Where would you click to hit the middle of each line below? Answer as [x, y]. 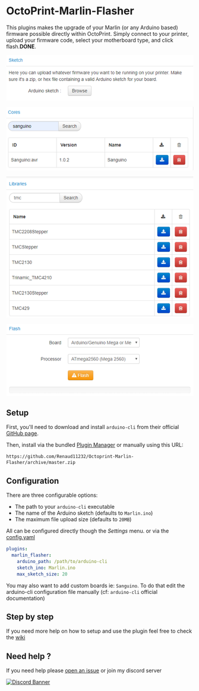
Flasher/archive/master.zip [41, 463]
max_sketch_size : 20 [42, 574]
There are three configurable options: [52, 495]
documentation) [26, 598]
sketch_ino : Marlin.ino [46, 568]
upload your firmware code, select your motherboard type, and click [90, 40]
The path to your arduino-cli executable [64, 507]
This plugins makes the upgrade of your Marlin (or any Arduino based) [92, 27]
